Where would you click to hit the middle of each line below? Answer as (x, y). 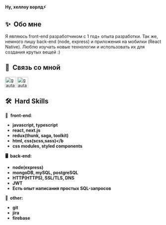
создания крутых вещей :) (33, 52)
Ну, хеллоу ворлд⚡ (26, 7)
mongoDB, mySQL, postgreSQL (45, 173)
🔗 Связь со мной (33, 67)
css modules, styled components (47, 146)
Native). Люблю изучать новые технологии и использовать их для (75, 46)
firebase (21, 218)
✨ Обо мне (23, 24)
